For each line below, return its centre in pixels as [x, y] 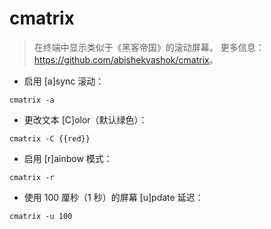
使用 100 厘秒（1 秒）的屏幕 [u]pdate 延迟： [113, 197]
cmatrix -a [32, 100]
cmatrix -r [32, 177]
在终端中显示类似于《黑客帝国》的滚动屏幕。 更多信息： [149, 47]
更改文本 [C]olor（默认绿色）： [85, 119]
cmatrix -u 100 [41, 216]
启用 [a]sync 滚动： [64, 81]
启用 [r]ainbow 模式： [68, 158]
